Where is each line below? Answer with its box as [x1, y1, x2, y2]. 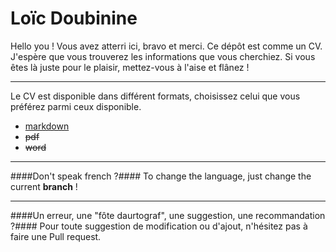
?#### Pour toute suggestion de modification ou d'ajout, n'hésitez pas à [10, 220, 308, 232]
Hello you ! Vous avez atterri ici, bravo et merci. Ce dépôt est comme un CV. [10, 40, 323, 52]
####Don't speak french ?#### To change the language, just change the [10, 170, 312, 182]
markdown [24, 120, 70, 132]
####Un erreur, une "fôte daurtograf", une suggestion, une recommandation [10, 209, 326, 221]
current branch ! [10, 180, 78, 192]
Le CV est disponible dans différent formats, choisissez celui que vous [10, 90, 301, 102]
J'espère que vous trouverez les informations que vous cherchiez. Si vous [10, 50, 316, 62]
